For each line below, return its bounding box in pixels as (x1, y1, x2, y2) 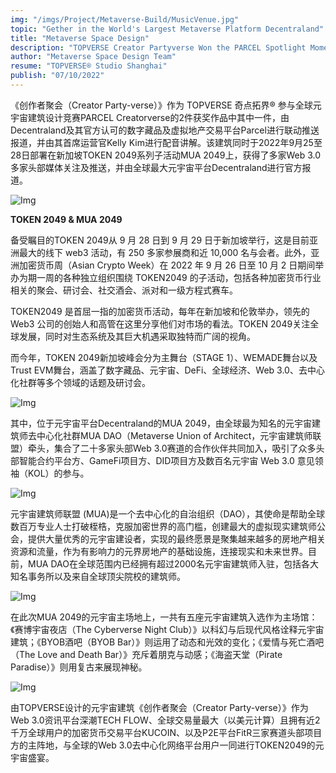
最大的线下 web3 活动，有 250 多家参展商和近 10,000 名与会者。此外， (18, 246, 312, 258)
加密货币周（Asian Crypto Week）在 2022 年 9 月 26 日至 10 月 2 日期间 (18, 259, 316, 271)
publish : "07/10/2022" (10, 71, 105, 81)
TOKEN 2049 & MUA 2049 (10, 213, 123, 225)
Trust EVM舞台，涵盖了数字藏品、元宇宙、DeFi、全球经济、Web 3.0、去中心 (10, 364, 325, 376)
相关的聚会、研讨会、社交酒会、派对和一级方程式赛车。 (10, 284, 238, 296)
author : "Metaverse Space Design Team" (10, 52, 177, 62)
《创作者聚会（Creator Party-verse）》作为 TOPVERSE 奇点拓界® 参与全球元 (10, 99, 322, 111)
